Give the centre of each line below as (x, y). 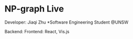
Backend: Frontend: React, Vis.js (37, 31)
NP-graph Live (34, 9)
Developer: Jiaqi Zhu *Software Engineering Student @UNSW (66, 22)
